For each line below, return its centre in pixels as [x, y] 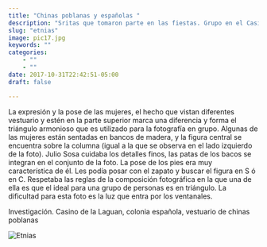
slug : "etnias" [33, 30]
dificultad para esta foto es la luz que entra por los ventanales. [110, 196]
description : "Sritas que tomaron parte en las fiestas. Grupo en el [126, 23]
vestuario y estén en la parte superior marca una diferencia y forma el [122, 120]
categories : [28, 52]
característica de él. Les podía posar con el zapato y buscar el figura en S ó [132, 171]
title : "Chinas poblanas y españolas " [74, 15]
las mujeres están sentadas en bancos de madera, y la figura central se [125, 137]
